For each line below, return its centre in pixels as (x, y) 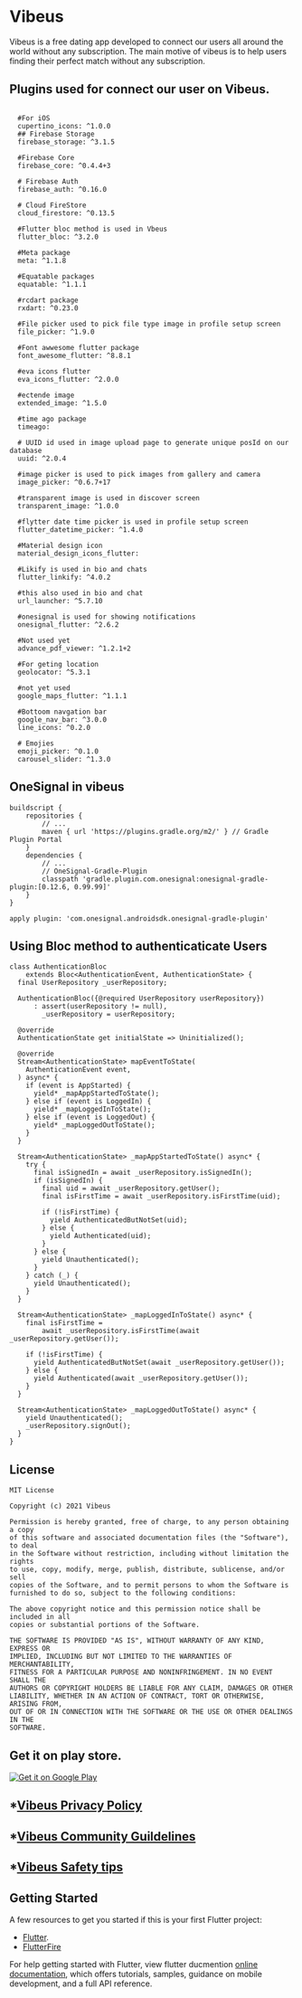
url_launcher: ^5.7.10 (60, 601)
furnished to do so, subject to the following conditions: (123, 1594)
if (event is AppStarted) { (78, 1086)
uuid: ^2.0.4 (42, 459)
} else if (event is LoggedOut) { (90, 1117)
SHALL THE (28, 1681)
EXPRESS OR (30, 1649)
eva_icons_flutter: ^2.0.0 (68, 379)
